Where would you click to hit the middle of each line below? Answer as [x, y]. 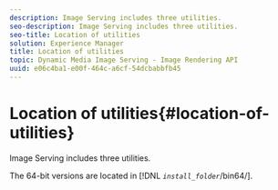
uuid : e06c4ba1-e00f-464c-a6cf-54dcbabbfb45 [95, 69]
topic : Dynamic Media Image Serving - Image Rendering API [124, 60]
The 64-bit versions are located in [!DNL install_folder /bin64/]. [131, 175]
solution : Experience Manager [67, 43]
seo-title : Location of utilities [75, 35]
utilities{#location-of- [185, 114]
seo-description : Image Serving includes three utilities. [124, 26]
